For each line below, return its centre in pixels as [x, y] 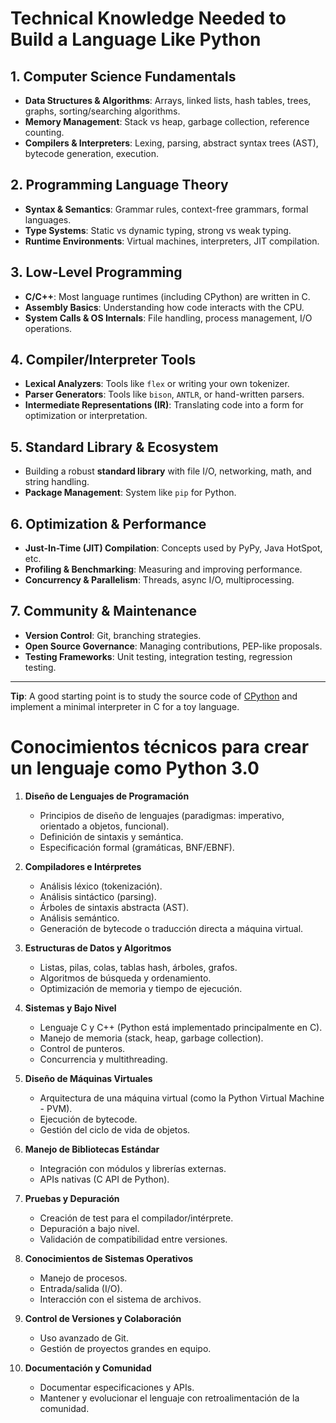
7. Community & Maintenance [104, 611]
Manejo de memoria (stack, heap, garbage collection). [151, 1038]
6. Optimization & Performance [108, 523]
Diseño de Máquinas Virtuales [88, 1078]
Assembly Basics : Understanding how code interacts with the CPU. [164, 307]
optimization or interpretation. [86, 416]
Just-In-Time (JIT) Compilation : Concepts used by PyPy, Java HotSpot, [173, 548]
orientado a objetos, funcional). [104, 826]
